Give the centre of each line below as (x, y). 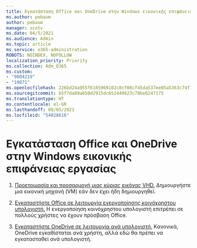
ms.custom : (19, 72)
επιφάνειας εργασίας (61, 169)
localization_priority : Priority (47, 60)
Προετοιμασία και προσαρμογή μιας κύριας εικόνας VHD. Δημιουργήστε (103, 185)
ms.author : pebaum (28, 17)
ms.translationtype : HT (35, 98)
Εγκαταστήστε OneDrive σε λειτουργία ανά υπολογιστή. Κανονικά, (96, 227)
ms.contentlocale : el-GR (36, 104)
